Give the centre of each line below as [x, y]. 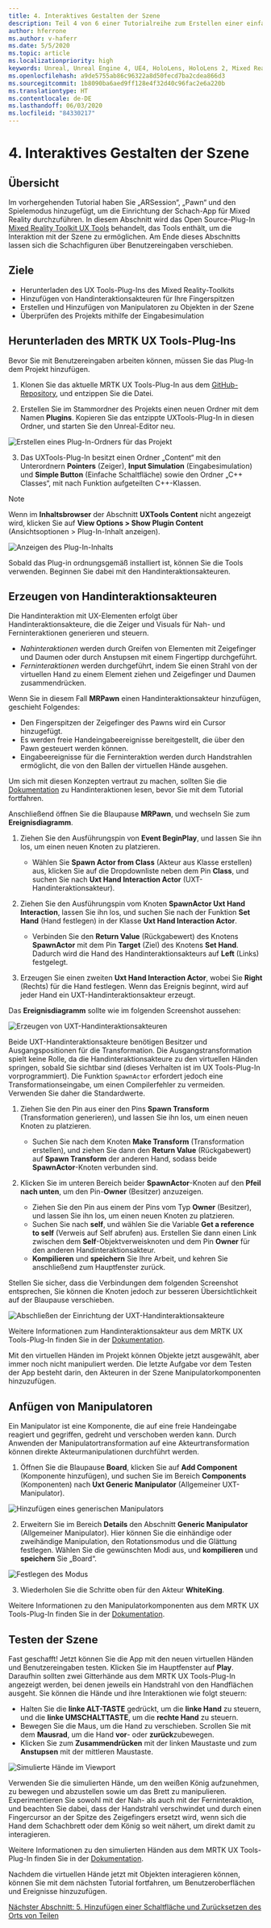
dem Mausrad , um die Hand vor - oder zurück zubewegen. [117, 1734]
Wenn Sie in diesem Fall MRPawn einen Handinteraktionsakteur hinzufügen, [135, 699]
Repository [38, 393]
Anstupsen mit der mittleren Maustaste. [86, 1752]
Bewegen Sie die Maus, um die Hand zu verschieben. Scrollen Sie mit [135, 1726]
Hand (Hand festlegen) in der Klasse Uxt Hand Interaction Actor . [129, 921]
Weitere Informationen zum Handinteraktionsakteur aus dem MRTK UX [126, 1331]
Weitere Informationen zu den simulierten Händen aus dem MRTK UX [123, 1850]
